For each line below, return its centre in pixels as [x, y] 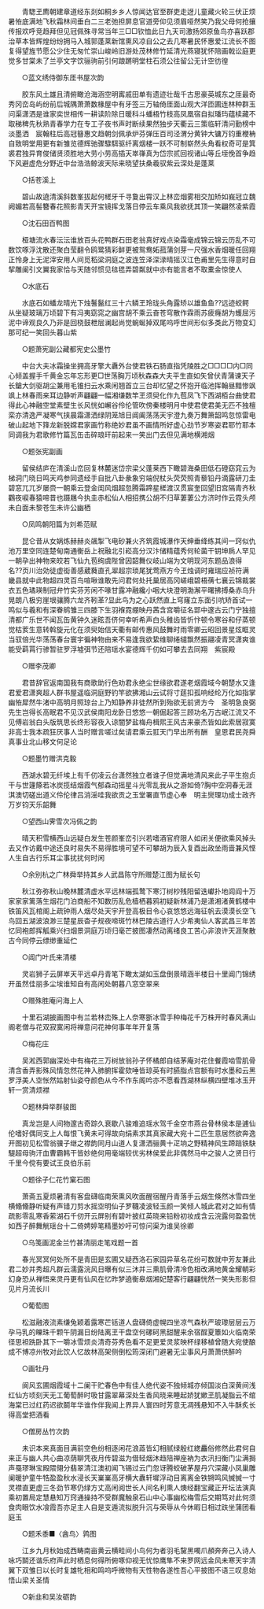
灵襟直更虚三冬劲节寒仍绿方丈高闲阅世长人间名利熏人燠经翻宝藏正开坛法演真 [132, 1487]
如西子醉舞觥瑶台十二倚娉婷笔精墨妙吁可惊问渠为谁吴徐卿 [101, 1226]
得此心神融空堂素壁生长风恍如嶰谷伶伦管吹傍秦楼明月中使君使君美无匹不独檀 [132, 405]
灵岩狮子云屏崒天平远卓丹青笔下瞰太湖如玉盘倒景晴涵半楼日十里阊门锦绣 [139, 974]
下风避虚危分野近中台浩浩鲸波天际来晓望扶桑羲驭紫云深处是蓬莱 [111, 163]
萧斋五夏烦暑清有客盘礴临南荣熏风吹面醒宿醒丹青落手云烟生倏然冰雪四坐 [139, 1196]
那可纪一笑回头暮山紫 [42, 332]
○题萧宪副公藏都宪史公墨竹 [66, 349]
